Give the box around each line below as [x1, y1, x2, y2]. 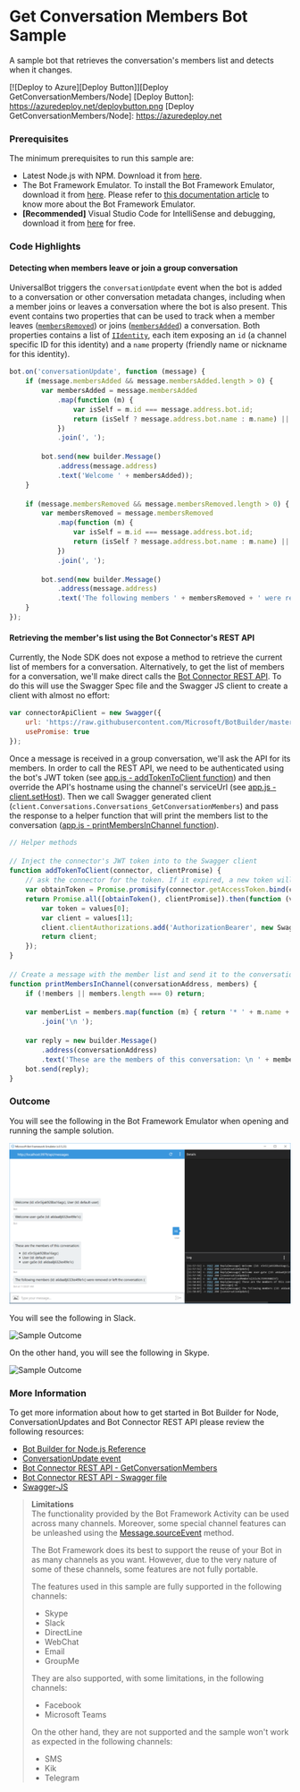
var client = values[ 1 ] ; [41, 913, 134, 923]
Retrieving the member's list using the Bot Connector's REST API [9, 632, 255, 643]
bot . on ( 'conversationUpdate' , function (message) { [9, 367, 205, 377]
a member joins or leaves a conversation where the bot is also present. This [9, 302, 287, 312]
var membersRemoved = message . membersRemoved [41, 508, 214, 518]
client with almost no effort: [9, 690, 110, 701]
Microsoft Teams [44, 1710, 107, 1720]
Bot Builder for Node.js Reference [21, 1444, 146, 1455]
